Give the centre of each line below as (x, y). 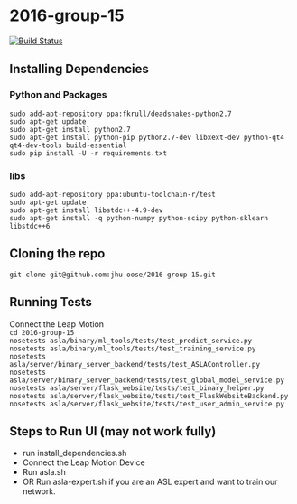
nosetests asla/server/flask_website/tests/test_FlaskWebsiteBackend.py (149, 396)
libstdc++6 (30, 226)
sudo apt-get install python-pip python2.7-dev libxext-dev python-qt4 (147, 137)
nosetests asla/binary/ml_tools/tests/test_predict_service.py (131, 341)
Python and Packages (58, 95)
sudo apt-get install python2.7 (70, 129)
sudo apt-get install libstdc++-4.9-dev (87, 210)
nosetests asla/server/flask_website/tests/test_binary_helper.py (137, 388)
